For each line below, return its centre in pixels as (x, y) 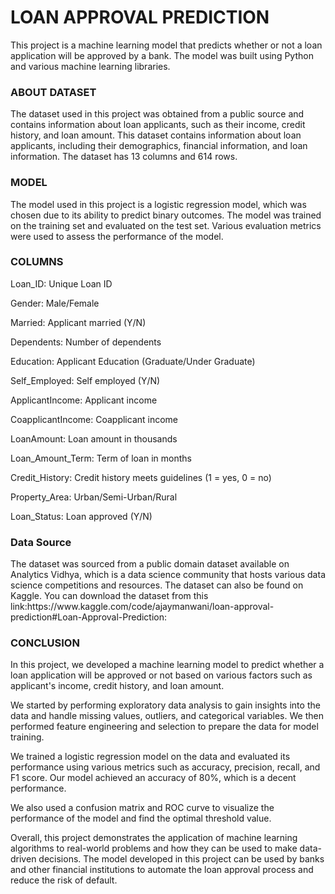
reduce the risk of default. (64, 880)
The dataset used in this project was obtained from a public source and (157, 114)
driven (23, 859)
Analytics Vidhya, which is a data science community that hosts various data (168, 575)
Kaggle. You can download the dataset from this (109, 596)
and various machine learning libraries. (90, 66)
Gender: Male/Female (55, 303)
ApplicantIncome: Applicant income (84, 400)
